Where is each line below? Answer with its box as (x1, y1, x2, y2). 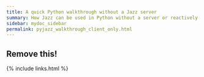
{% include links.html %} (6, 65, 68, 72)
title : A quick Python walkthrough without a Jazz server (6, 9, 157, 15)
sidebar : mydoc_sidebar (6, 20, 67, 26)
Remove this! (6, 48, 57, 59)
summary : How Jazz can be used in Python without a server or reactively (6, 15, 199, 21)
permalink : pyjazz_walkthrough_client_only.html (6, 26, 133, 32)
